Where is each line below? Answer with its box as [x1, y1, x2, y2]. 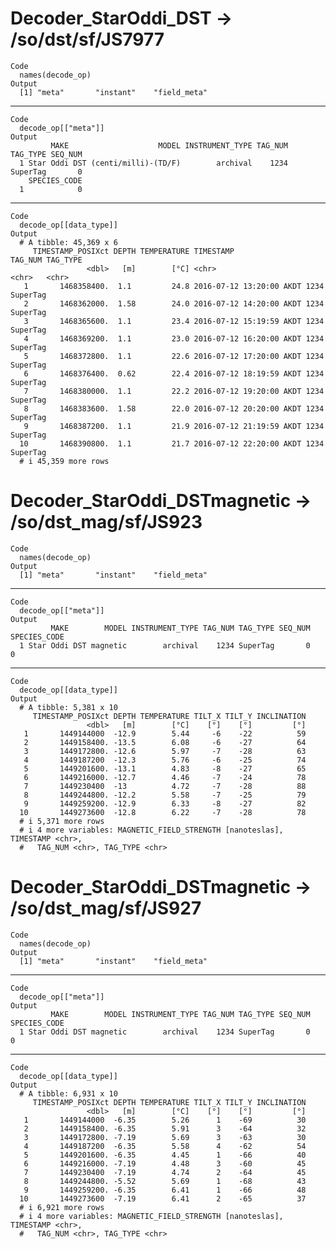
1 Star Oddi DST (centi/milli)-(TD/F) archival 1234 [19, 158, 288, 168]
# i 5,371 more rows [19, 816, 105, 826]
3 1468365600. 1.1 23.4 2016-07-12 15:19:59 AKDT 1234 [23, 316, 325, 326]
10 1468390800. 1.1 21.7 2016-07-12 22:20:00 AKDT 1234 [19, 438, 325, 449]
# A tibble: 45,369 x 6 [19, 237, 118, 247]
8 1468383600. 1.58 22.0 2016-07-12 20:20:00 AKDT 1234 [23, 403, 325, 414]
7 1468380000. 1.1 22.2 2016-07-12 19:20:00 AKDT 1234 [23, 386, 325, 396]
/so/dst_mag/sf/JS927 [10, 897, 202, 920]
